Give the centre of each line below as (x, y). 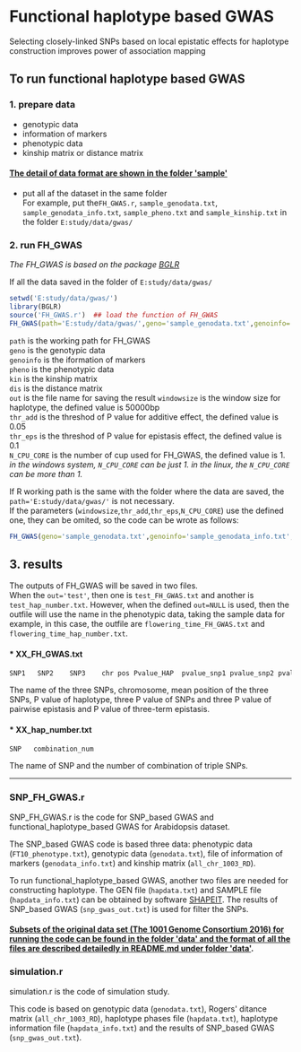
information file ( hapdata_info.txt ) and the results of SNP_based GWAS (142, 1028)
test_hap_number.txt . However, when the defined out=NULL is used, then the (149, 605)
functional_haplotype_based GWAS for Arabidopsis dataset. (120, 826)
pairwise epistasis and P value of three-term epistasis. (110, 709)
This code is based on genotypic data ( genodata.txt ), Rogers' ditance (138, 1009)
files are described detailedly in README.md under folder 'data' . (132, 949)
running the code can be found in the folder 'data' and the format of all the (150, 939)
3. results (36, 564)
